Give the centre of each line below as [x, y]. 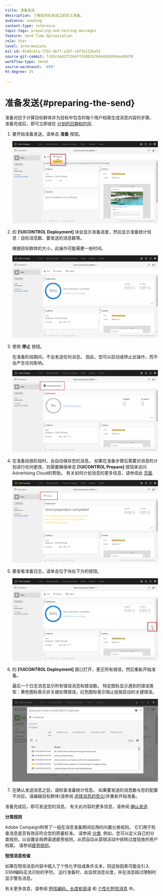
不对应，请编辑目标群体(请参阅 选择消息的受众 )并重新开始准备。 [76, 796]
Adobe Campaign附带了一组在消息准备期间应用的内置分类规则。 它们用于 [78, 827]
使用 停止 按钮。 [28, 346]
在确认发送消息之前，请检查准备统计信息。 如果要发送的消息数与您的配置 [85, 790]
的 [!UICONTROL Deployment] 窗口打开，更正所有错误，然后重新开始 [82, 669]
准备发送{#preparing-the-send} [70, 103]
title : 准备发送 [20, 10]
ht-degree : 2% [19, 72]
